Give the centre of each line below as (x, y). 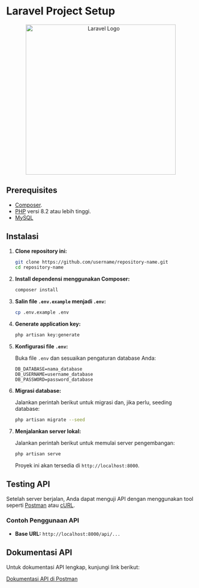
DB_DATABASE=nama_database (49, 369)
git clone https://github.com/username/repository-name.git (91, 262)
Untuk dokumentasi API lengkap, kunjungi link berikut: (73, 567)
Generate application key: (48, 324)
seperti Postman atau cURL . (41, 505)
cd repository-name (39, 268)
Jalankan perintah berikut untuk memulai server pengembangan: (95, 443)
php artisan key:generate (47, 335)
